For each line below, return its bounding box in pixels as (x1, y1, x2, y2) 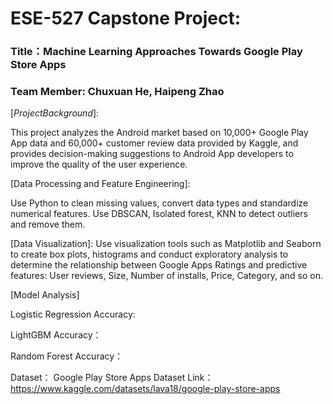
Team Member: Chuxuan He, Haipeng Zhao (10, 85, 225, 99)
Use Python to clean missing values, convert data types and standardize (10, 197, 309, 209)
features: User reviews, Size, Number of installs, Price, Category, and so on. (10, 270, 324, 282)
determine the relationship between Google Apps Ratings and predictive (10, 259, 308, 271)
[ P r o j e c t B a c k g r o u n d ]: (10, 107, 100, 119)
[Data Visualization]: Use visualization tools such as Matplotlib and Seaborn (10, 238, 322, 250)
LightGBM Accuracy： (10, 329, 102, 341)
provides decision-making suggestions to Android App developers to (10, 148, 294, 160)
